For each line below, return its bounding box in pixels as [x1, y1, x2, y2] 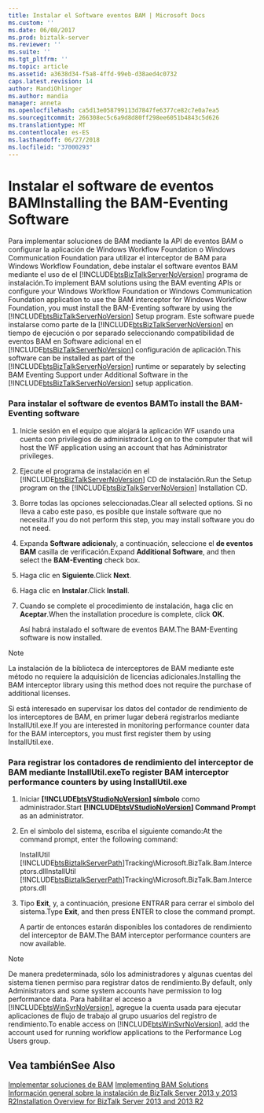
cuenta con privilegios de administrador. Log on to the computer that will [19, 434, 253, 444]
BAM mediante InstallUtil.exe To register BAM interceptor [8, 766, 229, 777]
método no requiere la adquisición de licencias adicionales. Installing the [8, 672, 241, 681]
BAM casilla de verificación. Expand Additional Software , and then [19, 547, 236, 556]
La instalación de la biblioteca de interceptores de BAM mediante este [8, 663, 235, 673]
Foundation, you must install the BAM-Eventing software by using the [8, 304, 233, 313]
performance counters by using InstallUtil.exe [8, 776, 188, 787]
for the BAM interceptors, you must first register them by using [8, 728, 211, 738]
